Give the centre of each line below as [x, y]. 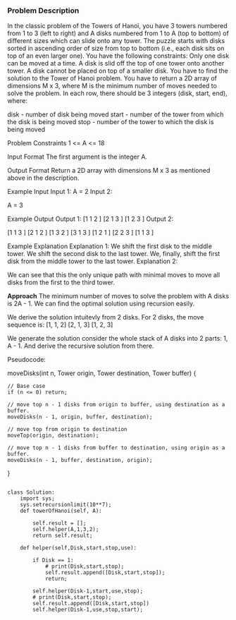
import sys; [37, 499]
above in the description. [43, 178]
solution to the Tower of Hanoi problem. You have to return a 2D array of [112, 78]
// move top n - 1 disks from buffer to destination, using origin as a [116, 448]
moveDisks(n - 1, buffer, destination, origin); [80, 461]
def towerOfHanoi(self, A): [61, 511]
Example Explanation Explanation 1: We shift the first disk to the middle [110, 246]
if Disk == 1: [53, 560]
